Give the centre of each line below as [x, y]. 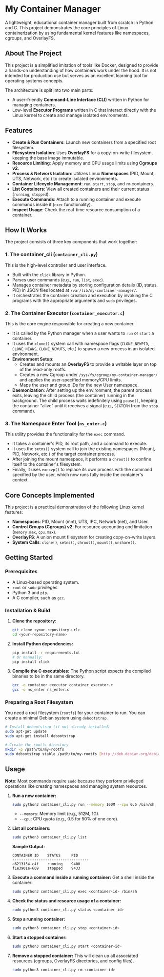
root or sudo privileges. [35, 587]
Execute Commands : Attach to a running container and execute [76, 199]
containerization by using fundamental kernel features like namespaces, [78, 33]
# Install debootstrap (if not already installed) [58, 727]
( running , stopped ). [31, 194]
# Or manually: [28, 657]
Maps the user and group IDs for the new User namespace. [79, 385]
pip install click [31, 662]
